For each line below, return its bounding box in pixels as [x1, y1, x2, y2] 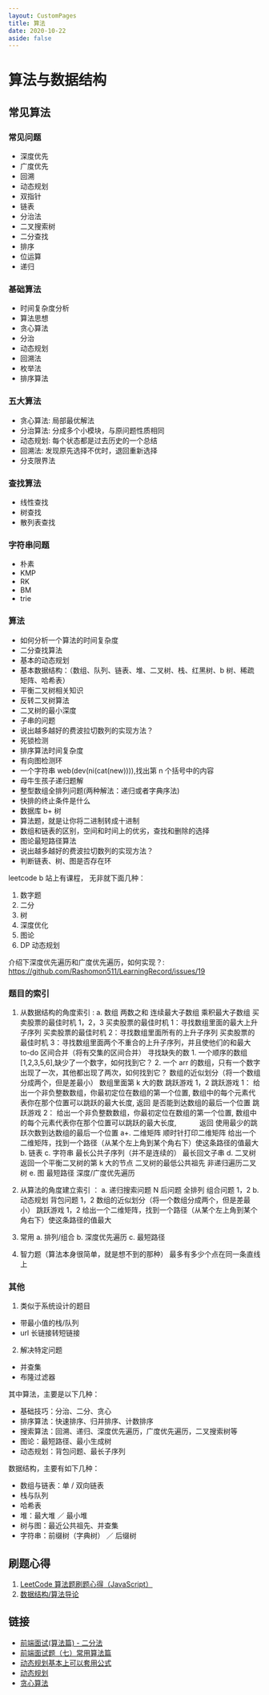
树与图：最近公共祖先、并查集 [19, 1521, 118, 1530]
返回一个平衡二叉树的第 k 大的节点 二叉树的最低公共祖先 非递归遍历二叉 [19, 1157, 257, 1168]
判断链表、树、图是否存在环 [19, 856, 112, 865]
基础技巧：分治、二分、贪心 [19, 1406, 112, 1417]
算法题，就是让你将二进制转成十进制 [19, 815, 140, 825]
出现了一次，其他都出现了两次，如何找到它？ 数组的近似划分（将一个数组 [19, 1067, 261, 1077]
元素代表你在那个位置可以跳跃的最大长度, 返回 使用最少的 [41, 1117, 251, 1128]
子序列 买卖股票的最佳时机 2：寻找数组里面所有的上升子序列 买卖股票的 [19, 1027, 255, 1037]
